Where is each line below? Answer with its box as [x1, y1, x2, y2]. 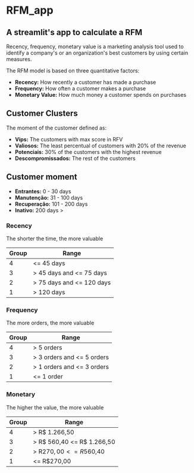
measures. [6, 56, 32, 62]
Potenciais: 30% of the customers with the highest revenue [14, 148, 162, 155]
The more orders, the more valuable [6, 319, 95, 327]
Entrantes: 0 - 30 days [14, 188, 71, 195]
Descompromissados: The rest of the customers [14, 154, 136, 162]
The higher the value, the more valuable [6, 403, 104, 411]
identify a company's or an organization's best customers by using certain [6, 49, 189, 56]
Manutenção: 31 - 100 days [14, 194, 83, 201]
